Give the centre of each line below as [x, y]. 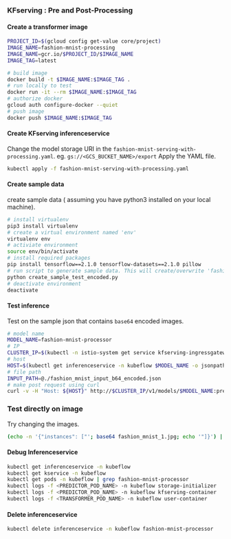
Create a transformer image [47, 27]
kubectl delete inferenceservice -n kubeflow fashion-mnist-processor [110, 529]
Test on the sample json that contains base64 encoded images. [96, 321]
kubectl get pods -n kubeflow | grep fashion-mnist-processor [98, 480]
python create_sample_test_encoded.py [63, 277]
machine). [21, 207]
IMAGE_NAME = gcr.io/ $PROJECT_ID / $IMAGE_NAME [70, 54]
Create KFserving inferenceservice [58, 134]
